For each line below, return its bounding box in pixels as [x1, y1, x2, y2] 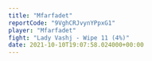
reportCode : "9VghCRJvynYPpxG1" [8, 19, 115, 27]
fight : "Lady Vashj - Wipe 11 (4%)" [8, 33, 130, 42]
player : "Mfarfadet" [8, 26, 77, 34]
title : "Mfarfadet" [8, 11, 73, 20]
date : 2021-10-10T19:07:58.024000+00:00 [8, 41, 145, 49]
